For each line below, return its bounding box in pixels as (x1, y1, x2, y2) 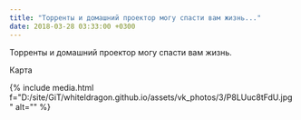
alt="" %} (15, 101, 52, 112)
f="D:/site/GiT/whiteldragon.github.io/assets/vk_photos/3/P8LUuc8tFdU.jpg (9, 92, 293, 103)
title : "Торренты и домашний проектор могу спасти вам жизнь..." (9, 13, 261, 23)
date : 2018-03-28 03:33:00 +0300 (9, 22, 136, 31)
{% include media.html (9, 82, 94, 93)
